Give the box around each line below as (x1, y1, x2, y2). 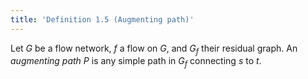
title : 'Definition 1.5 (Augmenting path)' (10, 14, 195, 25)
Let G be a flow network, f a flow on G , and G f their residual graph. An (10, 42, 298, 56)
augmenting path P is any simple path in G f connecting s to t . (10, 55, 262, 70)
